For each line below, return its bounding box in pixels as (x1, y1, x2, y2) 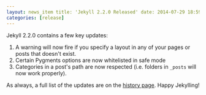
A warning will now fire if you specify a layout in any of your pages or (15, 44, 191, 51)
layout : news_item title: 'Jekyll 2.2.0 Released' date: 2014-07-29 (6, 9, 185, 15)
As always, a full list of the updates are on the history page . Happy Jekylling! (6, 81, 200, 89)
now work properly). (15, 69, 67, 77)
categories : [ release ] (6, 15, 64, 21)
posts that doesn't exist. (15, 50, 77, 57)
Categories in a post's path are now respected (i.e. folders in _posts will (15, 63, 196, 70)
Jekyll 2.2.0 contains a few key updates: (6, 31, 109, 39)
